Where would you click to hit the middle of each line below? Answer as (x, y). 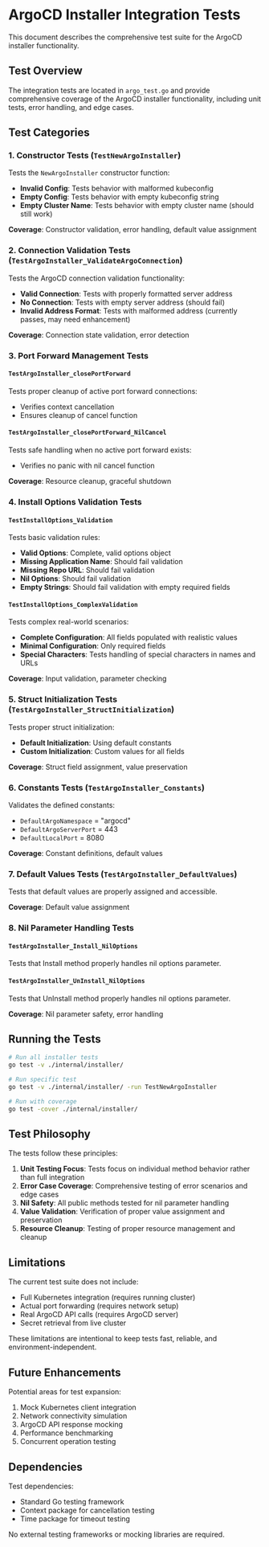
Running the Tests (55, 1039)
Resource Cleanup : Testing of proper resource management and (127, 1229)
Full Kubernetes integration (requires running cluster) (108, 1297)
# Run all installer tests (53, 1058)
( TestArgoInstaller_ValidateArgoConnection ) (96, 260)
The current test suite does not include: (73, 1282)
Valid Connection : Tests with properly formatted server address (126, 293)
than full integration (52, 1177)
